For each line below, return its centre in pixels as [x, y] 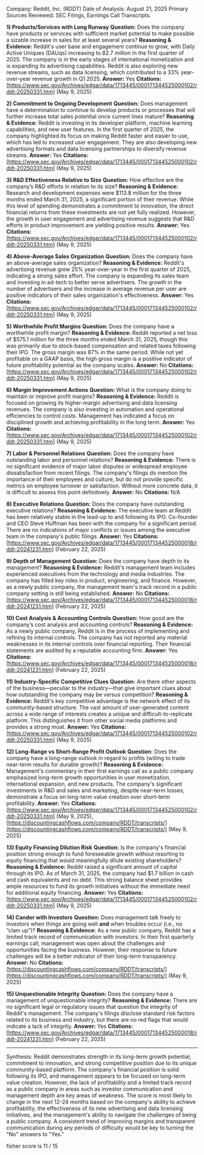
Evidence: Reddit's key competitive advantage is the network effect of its [98, 701]
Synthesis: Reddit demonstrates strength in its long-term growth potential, [99, 1056]
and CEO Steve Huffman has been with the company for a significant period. [102, 523]
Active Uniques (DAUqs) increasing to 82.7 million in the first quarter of [95, 53]
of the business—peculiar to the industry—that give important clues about [99, 688]
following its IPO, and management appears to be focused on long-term [96, 1076]
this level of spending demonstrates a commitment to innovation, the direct [100, 206]
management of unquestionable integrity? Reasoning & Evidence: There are [102, 1000]
